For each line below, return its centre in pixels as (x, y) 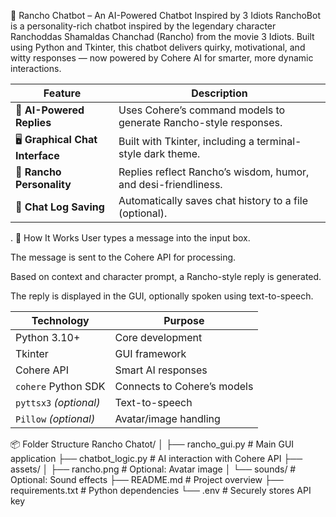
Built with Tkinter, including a (186, 141)
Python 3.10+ (48, 337)
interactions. (36, 68)
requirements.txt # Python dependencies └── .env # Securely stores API (161, 490)
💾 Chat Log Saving (60, 207)
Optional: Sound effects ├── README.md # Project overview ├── (147, 479)
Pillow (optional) (55, 418)
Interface (37, 155)
